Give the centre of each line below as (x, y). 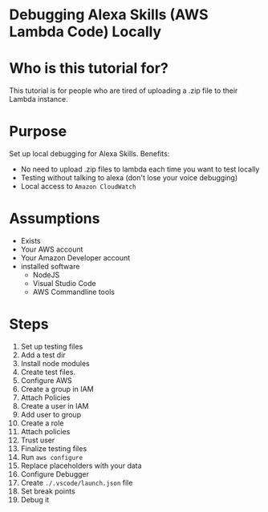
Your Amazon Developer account (75, 258)
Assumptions (55, 219)
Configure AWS (46, 380)
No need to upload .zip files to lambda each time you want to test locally (140, 169)
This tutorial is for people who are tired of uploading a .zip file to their (124, 91)
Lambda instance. (39, 99)
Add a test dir (43, 355)
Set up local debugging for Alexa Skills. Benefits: (89, 154)
